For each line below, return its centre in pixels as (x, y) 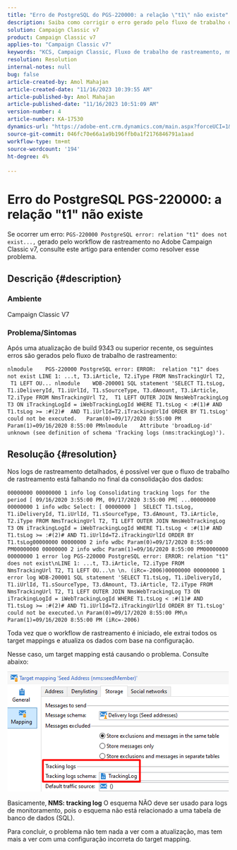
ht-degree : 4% (28, 156)
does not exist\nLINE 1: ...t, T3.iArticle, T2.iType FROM (96, 563)
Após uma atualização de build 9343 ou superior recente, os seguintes (110, 348)
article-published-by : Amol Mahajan (61, 97)
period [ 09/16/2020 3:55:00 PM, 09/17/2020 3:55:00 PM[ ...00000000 (112, 500)
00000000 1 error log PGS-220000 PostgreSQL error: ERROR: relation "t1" (118, 556)
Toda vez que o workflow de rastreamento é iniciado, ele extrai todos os (112, 633)
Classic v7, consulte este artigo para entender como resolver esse (103, 249)
